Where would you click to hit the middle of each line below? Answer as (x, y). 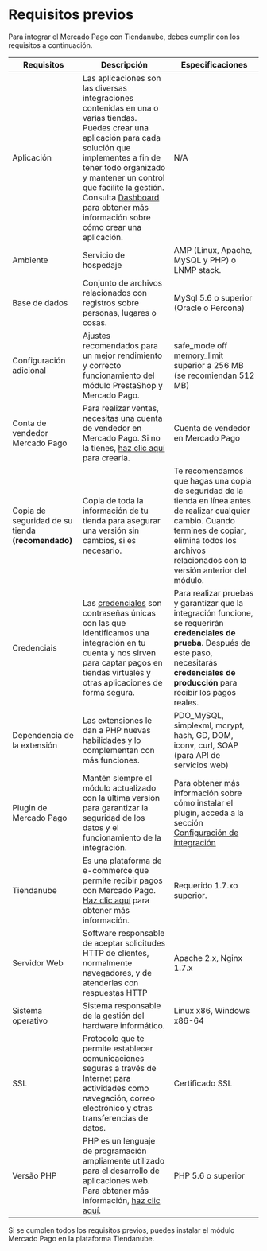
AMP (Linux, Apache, (213, 250)
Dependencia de (43, 735)
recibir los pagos (205, 692)
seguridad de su (43, 520)
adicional (29, 370)
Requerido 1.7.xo (206, 885)
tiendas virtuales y (116, 672)
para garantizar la (115, 807)
